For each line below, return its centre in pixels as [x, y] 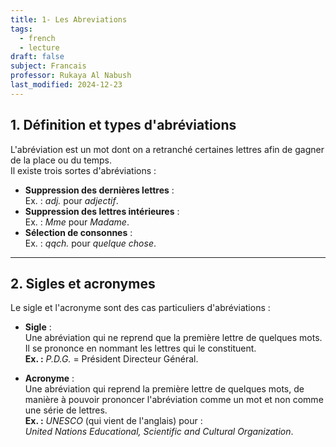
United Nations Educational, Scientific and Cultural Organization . [159, 432]
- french [37, 38]
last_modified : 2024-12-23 [66, 85]
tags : [21, 29]
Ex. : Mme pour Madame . [77, 222]
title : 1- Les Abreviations [69, 19]
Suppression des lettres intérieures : [102, 211]
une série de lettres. [66, 410]
